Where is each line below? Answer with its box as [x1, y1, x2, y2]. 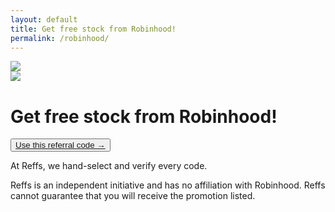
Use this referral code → [15, 140, 106, 151]
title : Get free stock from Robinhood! [10, 24, 177, 34]
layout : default [10, 14, 78, 25]
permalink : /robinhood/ [10, 33, 110, 43]
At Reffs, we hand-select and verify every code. [10, 160, 208, 172]
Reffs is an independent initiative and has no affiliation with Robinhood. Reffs [10, 179, 326, 191]
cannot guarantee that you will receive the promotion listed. [10, 190, 256, 202]
